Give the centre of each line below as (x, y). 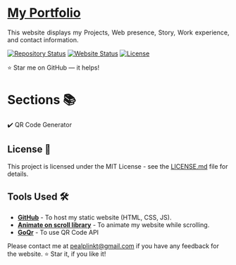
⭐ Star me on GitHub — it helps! (54, 67)
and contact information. (43, 39)
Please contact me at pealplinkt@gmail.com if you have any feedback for (113, 246)
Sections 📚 (42, 100)
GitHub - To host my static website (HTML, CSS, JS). (94, 217)
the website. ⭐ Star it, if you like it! (57, 254)
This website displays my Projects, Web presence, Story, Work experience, (118, 32)
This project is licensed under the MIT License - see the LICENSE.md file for (118, 166)
